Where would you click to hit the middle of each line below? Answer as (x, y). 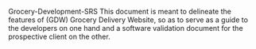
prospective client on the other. (59, 36)
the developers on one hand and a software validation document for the (126, 28)
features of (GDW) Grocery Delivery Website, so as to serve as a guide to (128, 20)
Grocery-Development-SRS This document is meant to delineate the (120, 11)
